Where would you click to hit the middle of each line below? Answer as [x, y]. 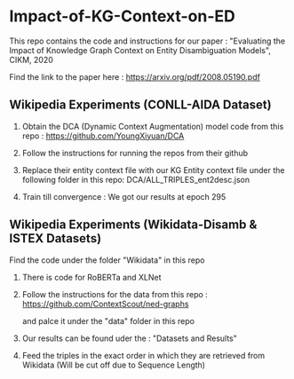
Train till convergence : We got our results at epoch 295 [124, 196]
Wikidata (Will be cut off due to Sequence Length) [114, 365]
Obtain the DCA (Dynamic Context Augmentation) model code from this [153, 126]
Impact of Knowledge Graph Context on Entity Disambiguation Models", [140, 50]
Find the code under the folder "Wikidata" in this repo [107, 260]
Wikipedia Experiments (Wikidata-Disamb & [133, 225]
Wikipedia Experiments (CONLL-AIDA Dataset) [141, 105]
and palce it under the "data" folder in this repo [108, 320]
